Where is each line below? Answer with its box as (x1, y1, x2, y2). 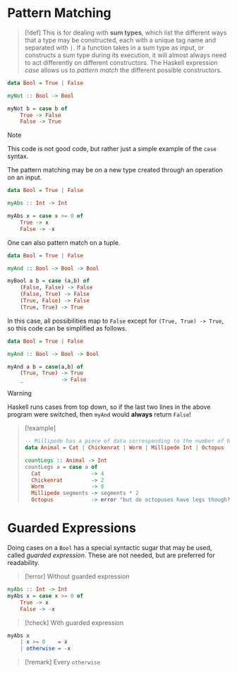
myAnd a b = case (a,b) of (7, 363, 83, 370)
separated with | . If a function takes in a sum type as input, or (24, 43, 205, 52)
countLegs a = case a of (24, 463, 98, 470)
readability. (7, 559, 40, 566)
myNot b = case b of (7, 105, 68, 112)
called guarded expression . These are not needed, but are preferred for (7, 551, 215, 559)
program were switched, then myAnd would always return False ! (7, 410, 192, 419)
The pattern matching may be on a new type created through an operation (7, 166, 224, 174)
